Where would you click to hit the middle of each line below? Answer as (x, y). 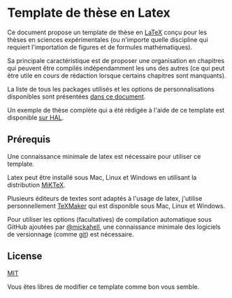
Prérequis (29, 140)
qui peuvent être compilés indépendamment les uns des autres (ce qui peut (116, 68)
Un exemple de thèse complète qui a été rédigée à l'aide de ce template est (116, 110)
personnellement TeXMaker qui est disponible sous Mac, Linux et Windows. (116, 206)
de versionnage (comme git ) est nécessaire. (71, 234)
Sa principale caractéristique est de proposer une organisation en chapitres (116, 60)
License (25, 256)
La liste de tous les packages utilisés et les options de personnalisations (111, 89)
